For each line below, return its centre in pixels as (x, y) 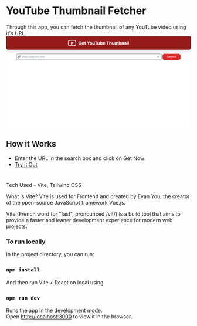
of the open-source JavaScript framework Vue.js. (66, 202)
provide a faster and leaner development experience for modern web (89, 220)
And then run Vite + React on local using (55, 282)
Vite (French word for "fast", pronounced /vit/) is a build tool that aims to (93, 214)
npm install (23, 270)
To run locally (26, 242)
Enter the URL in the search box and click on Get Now (79, 158)
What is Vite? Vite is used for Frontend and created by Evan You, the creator (98, 196)
